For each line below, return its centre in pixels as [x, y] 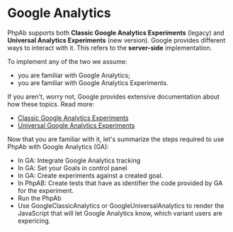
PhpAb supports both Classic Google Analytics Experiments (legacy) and [116, 33]
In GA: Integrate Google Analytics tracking [79, 160]
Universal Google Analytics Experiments [76, 125]
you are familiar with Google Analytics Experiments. [93, 82]
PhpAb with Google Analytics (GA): [58, 146]
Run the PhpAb [39, 198]
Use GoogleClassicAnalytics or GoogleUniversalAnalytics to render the [121, 205]
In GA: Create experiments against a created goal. [90, 175]
